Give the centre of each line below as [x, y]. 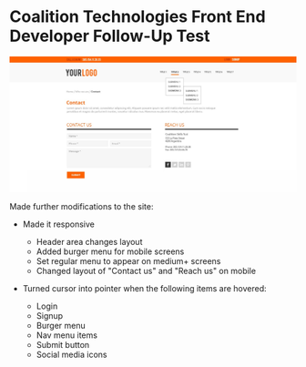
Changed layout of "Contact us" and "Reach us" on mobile [146, 270]
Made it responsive [59, 224]
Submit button [63, 344]
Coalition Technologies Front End [138, 17]
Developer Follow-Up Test [110, 36]
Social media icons [71, 354]
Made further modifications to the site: [82, 206]
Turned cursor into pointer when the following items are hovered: [144, 288]
